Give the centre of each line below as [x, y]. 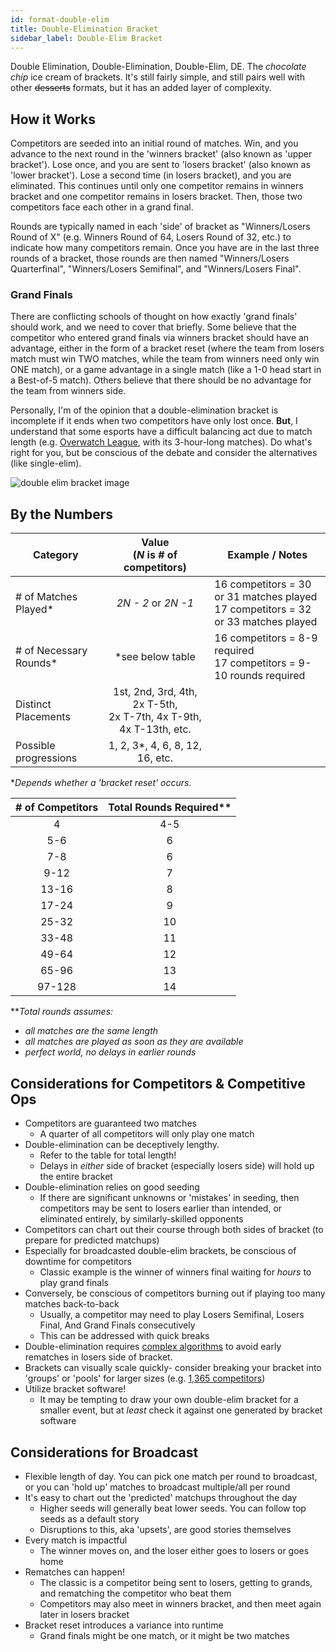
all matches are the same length [91, 1031]
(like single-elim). [46, 463]
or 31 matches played [266, 597]
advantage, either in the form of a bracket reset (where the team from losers [167, 348]
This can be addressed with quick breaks [124, 1336]
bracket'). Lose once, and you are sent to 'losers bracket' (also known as [160, 165]
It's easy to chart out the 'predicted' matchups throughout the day [161, 1497]
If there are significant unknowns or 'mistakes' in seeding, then [169, 1198]
